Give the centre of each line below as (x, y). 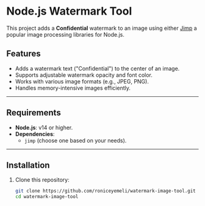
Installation (28, 165)
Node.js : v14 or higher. (44, 127)
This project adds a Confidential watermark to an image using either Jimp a (102, 28)
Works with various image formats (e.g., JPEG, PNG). (82, 81)
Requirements (34, 113)
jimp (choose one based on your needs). (75, 140)
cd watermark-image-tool (47, 197)
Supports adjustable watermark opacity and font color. (84, 75)
